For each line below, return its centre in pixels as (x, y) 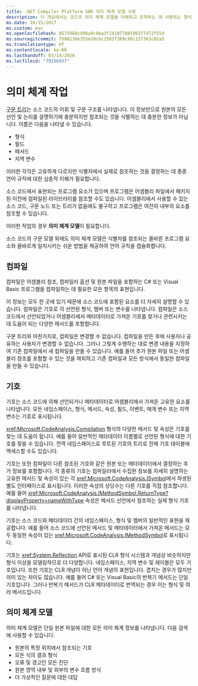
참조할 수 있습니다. (27, 214)
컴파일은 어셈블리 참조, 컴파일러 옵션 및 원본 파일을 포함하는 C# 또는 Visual (92, 282)
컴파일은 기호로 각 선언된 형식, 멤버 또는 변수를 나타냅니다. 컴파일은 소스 (106, 309)
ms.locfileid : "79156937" (38, 61)
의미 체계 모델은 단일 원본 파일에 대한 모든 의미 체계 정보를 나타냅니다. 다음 (92, 628)
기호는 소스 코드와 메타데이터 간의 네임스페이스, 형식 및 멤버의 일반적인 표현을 (95, 521)
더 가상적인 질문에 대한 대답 (46, 677)
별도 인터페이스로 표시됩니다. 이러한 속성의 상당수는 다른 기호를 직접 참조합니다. (97, 486)
